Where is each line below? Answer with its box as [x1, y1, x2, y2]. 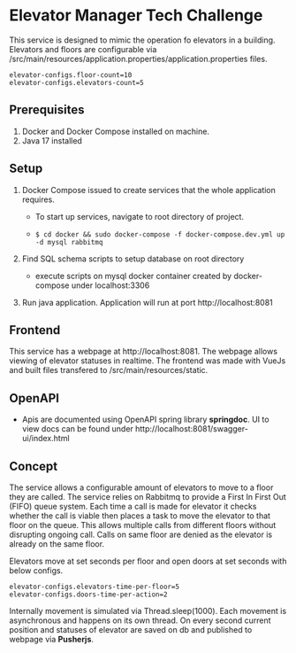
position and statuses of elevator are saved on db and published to [9, 625, 253, 634]
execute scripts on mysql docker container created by [34, 270, 232, 281]
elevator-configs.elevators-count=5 [9, 78, 144, 87]
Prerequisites [9, 103, 85, 118]
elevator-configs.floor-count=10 [9, 70, 133, 80]
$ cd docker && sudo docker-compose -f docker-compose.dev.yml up [34, 229, 285, 239]
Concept [9, 458, 58, 474]
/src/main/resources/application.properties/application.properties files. [9, 53, 268, 64]
